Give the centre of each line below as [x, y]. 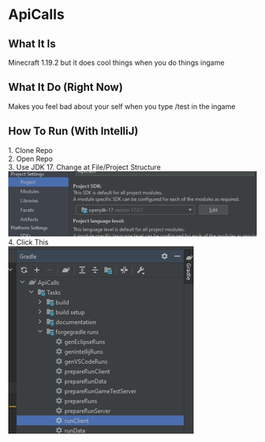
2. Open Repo [31, 159]
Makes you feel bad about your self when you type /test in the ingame [122, 106]
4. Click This [28, 242]
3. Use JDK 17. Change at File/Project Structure [85, 167]
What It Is [32, 44]
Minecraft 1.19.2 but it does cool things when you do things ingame [116, 62]
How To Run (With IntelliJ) [73, 131]
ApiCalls [36, 15]
